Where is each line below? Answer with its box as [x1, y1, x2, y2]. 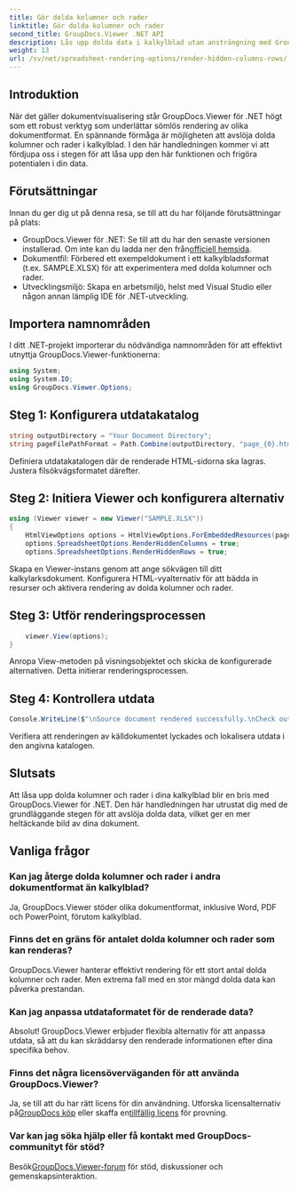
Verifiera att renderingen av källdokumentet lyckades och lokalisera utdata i [9, 731, 286, 742]
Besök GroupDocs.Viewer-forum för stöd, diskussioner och [9, 1161, 223, 1171]
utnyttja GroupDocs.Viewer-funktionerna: [9, 349, 161, 360]
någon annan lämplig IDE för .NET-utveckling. [21, 291, 189, 301]
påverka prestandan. [9, 983, 85, 994]
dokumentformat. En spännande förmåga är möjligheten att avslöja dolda [9, 130, 276, 140]
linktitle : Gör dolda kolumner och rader [9, 21, 165, 30]
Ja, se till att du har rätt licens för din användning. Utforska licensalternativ [9, 1098, 281, 1109]
